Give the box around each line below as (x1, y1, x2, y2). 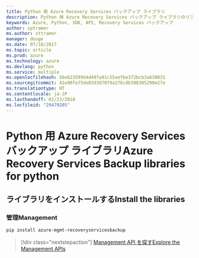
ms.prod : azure (6, 53, 44, 58)
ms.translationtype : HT (6, 86, 65, 92)
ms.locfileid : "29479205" (6, 102, 70, 108)
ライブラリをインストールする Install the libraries (6, 194, 185, 204)
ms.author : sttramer (6, 31, 57, 37)
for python (6, 169, 59, 183)
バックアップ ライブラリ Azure (6, 144, 153, 157)
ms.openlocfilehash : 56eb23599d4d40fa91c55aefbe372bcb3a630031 (6, 74, 166, 80)
